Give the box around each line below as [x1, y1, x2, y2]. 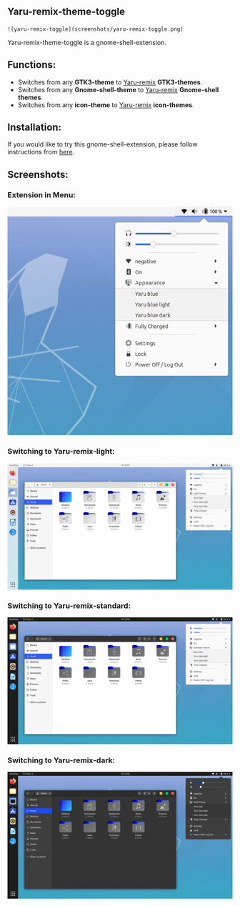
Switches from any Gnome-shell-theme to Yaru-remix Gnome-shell [17, 85, 219, 94]
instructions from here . [7, 148, 75, 156]
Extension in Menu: [7, 189, 76, 199]
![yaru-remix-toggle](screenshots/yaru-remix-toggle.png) [7, 25, 184, 33]
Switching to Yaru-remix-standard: [7, 601, 131, 611]
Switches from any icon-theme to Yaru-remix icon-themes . [17, 100, 194, 109]
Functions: [7, 59, 56, 71]
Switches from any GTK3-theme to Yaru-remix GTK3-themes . [17, 78, 203, 86]
